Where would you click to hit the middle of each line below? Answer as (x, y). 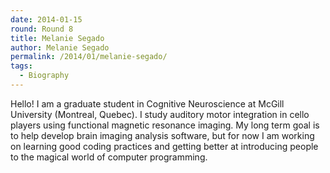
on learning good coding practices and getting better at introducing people (164, 146)
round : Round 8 (42, 29)
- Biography (44, 76)
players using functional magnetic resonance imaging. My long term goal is (165, 125)
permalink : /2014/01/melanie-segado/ (89, 57)
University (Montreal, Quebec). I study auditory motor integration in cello (160, 114)
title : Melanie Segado (57, 38)
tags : (21, 66)
